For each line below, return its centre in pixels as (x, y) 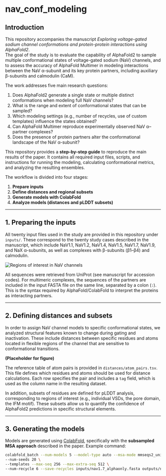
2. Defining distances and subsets (59, 316)
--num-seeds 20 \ (23, 460)
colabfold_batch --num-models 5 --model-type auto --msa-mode (70, 455)
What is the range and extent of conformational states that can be (79, 105)
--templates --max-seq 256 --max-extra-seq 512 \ (57, 464)
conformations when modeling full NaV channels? (63, 100)
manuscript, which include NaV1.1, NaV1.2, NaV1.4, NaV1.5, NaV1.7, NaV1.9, (81, 245)
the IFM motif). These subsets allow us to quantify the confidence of (75, 403)
